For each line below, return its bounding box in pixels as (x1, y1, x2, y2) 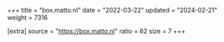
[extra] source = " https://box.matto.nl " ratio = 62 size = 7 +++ (7, 27, 185, 35)
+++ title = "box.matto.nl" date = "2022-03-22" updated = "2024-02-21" (7, 6, 218, 14)
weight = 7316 (7, 13, 48, 22)
